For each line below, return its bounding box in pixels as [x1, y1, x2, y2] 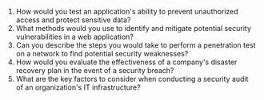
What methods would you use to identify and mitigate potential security [15, 24, 252, 33]
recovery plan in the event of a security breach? [15, 66, 174, 75]
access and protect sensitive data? [15, 15, 131, 25]
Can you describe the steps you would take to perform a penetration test [15, 40, 256, 50]
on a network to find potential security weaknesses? [15, 49, 189, 58]
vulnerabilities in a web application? [15, 32, 134, 41]
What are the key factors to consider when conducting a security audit [15, 75, 249, 83]
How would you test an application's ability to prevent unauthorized [15, 7, 238, 16]
